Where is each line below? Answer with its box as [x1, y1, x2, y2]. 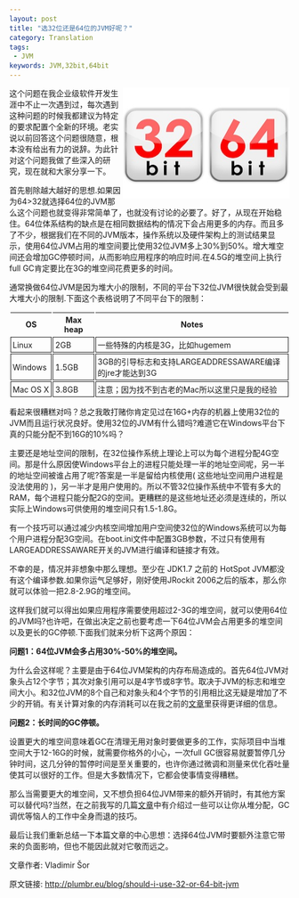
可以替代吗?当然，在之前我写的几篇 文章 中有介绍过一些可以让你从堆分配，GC [9, 800, 290, 810]
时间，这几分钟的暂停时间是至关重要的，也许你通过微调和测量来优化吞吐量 [16, 758, 290, 769]
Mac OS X [12, 384, 50, 395]
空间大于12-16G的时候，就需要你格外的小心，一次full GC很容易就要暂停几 [9, 747, 279, 757]
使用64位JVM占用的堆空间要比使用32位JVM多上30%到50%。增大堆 [24, 241, 277, 251]
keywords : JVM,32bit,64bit [9, 61, 109, 70]
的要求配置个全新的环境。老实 [9, 121, 118, 132]
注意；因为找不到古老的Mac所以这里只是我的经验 [97, 384, 278, 395]
